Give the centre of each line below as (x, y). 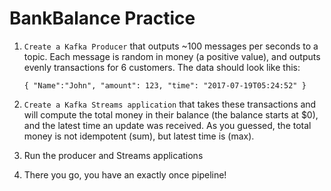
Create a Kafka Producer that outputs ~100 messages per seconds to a (171, 46)
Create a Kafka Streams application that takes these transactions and (170, 104)
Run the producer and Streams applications (113, 155)
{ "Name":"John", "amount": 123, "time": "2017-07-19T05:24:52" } (165, 85)
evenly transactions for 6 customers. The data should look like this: (162, 67)
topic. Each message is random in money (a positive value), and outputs (172, 56)
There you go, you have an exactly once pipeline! (125, 174)
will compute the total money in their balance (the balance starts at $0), (171, 114)
